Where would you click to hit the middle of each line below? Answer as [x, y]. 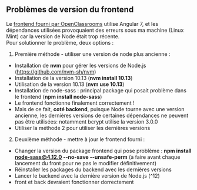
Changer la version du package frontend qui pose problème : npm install [103, 151]
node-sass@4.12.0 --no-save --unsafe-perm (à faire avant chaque [97, 157]
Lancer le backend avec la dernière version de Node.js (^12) [87, 175]
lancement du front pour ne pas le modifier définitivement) [86, 163]
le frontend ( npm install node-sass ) [58, 96]
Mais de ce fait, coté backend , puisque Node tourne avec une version [99, 109]
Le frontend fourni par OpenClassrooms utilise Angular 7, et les [82, 24]
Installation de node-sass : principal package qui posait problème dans [101, 90]
